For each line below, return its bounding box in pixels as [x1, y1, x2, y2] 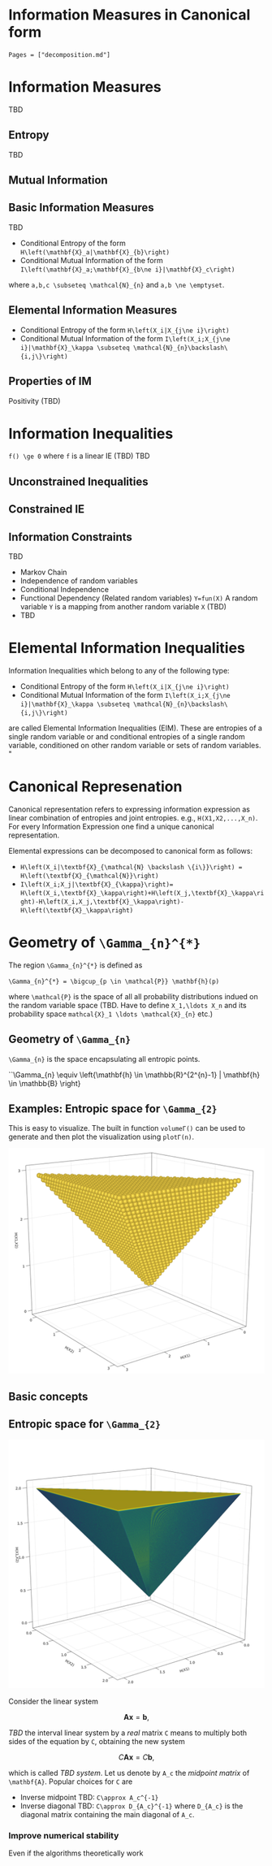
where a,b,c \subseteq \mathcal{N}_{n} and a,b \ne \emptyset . [8, 279, 225, 289]
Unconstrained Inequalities [8, 474, 149, 488]
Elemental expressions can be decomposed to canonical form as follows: [8, 846, 253, 855]
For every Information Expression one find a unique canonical [8, 821, 214, 831]
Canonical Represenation [8, 777, 183, 796]
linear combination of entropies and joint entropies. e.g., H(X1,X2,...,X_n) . [8, 812, 258, 822]
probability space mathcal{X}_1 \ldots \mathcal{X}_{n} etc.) [8, 1009, 214, 1019]
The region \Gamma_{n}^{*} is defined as [8, 960, 143, 970]
